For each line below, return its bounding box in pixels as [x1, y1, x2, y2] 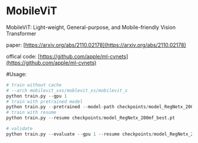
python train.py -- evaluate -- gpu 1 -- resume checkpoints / [6, 131, 154, 137]
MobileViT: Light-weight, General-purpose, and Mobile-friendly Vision [6, 24, 176, 31]
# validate [6, 126, 33, 132]
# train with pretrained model [6, 99, 83, 105]
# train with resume [6, 109, 57, 116]
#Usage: [6, 70, 27, 77]
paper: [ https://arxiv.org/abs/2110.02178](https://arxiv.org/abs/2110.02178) [6, 41, 187, 48]
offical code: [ [6, 53, 40, 60]
